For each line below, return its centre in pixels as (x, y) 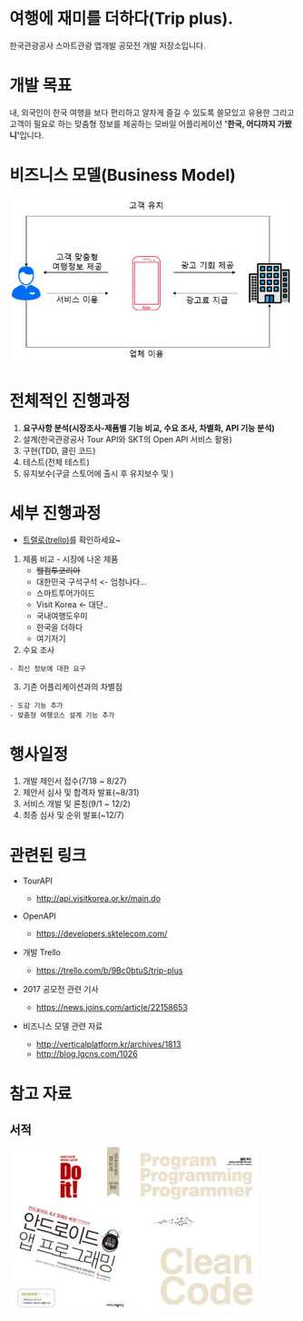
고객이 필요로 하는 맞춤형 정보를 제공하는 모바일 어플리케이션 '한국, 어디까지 (142, 123)
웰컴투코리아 (58, 571)
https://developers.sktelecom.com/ (102, 934)
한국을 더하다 (59, 627)
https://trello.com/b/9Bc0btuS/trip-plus (109, 971)
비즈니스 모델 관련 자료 (63, 1026)
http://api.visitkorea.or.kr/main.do (98, 899)
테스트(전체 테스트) (56, 462)
